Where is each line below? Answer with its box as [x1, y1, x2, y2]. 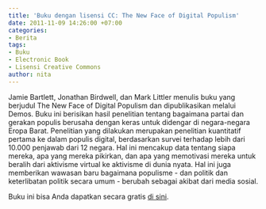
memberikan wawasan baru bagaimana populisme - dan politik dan [8, 168, 229, 177]
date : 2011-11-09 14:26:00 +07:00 [8, 19, 123, 27]
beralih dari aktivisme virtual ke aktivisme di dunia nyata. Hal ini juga [8, 159, 232, 169]
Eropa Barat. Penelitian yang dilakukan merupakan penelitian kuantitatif [8, 126, 241, 135]
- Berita [8, 33, 37, 42]
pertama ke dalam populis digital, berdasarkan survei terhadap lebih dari [8, 134, 245, 143]
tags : [8, 41, 26, 49]
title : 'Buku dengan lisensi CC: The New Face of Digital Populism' [8, 11, 240, 20]
